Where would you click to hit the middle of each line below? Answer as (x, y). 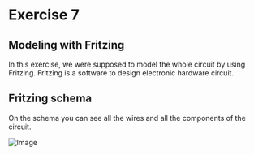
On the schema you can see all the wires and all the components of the (127, 118)
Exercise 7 (44, 15)
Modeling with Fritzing (67, 45)
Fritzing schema (50, 99)
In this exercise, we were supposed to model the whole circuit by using (127, 64)
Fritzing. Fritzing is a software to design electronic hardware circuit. (121, 73)
